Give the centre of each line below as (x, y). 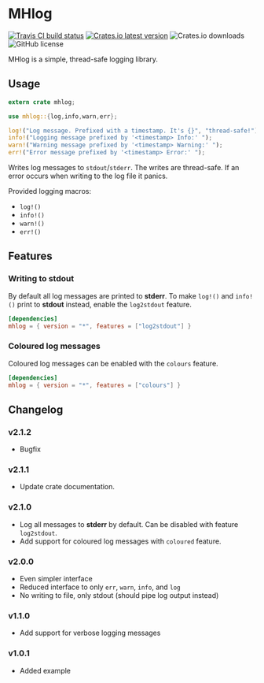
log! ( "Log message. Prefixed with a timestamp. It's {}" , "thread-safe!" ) (133, 131)
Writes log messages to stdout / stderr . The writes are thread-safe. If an (124, 167)
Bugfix (30, 449)
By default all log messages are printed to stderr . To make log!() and (121, 295)
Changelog (36, 409)
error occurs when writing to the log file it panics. (88, 176)
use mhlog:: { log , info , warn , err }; (63, 116)
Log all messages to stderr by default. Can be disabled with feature (129, 524)
